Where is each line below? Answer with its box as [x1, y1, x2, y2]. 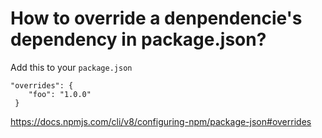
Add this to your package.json [10, 61, 133, 73]
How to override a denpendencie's [10, 7, 303, 30]
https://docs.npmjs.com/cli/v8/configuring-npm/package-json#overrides [10, 115, 312, 127]
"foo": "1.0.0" [28, 89, 92, 99]
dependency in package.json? [10, 28, 267, 51]
